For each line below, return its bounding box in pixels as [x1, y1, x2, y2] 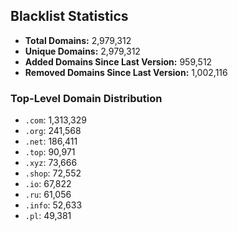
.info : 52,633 [24, 199, 83, 211]
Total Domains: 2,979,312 [24, 34, 132, 46]
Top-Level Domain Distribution [10, 91, 163, 105]
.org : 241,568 [24, 125, 82, 137]
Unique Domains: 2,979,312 [24, 45, 141, 57]
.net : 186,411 [24, 135, 78, 148]
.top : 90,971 [24, 146, 76, 158]
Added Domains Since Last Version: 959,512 [24, 55, 213, 68]
